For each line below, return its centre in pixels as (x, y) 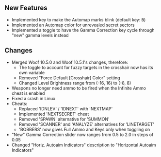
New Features (26, 8)
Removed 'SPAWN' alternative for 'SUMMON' (64, 119)
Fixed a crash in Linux (33, 98)
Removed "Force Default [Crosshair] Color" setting (69, 78)
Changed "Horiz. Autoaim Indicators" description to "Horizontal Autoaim (84, 145)
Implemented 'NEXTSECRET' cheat (54, 114)
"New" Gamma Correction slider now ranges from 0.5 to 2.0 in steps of (82, 134)
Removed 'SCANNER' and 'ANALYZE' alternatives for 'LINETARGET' (87, 124)
